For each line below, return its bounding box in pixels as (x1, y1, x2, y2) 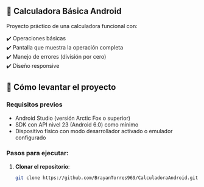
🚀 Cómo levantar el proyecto (6, 82, 116, 92)
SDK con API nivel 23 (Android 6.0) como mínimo (15, 120, 139, 128)
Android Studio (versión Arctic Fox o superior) (15, 114, 131, 122)
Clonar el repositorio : (15, 163, 70, 170)
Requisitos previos (6, 100, 63, 109)
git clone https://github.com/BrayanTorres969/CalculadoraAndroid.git (15, 175, 199, 181)
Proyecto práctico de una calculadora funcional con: (6, 22, 138, 29)
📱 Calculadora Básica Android (6, 6, 122, 16)
